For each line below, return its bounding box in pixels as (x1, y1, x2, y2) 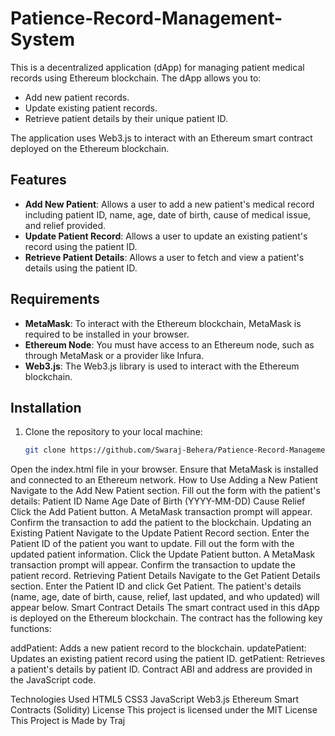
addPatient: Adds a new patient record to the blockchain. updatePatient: (10, 642, 307, 654)
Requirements (10, 291, 100, 308)
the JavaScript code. (10, 674, 97, 686)
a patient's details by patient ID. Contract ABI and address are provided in (10, 663, 313, 676)
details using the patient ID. (24, 262, 138, 274)
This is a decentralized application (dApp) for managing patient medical (10, 61, 305, 73)
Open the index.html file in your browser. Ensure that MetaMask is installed (10, 463, 319, 476)
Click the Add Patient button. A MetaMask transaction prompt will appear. (10, 506, 313, 518)
